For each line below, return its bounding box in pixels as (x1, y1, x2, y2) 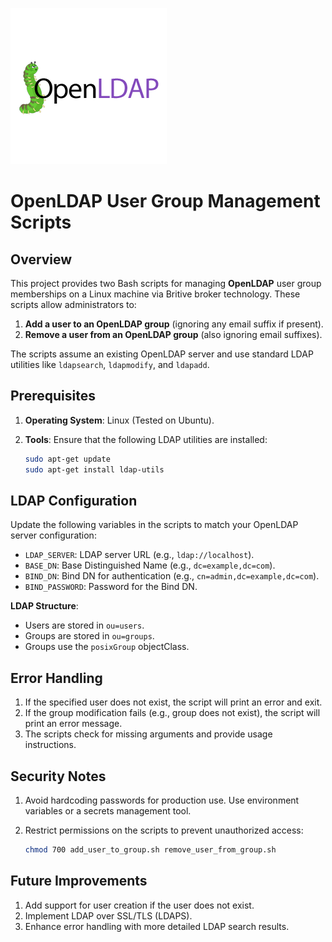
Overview (10, 251, 73, 268)
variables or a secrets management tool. (24, 805, 192, 817)
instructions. (24, 739, 77, 751)
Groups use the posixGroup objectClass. (24, 641, 190, 653)
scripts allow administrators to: (10, 299, 137, 310)
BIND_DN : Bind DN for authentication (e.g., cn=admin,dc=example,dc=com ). (24, 570, 320, 582)
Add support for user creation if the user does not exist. (24, 899, 255, 911)
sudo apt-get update (24, 454, 111, 464)
